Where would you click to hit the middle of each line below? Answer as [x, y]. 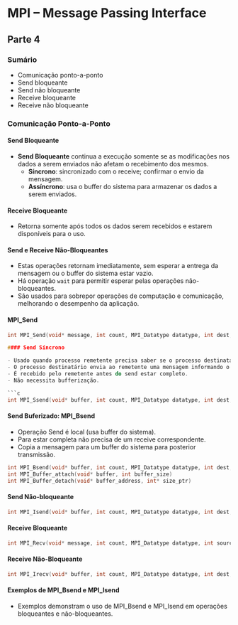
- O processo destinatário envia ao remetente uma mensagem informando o [119, 368]
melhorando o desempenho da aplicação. [78, 304]
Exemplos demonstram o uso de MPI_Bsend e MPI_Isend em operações [123, 606]
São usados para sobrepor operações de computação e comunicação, [121, 296]
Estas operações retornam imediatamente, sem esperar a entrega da [118, 266]
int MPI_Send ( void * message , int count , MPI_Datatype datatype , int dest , [120, 335]
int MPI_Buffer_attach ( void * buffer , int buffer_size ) [90, 474]
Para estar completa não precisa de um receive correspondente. [112, 439]
